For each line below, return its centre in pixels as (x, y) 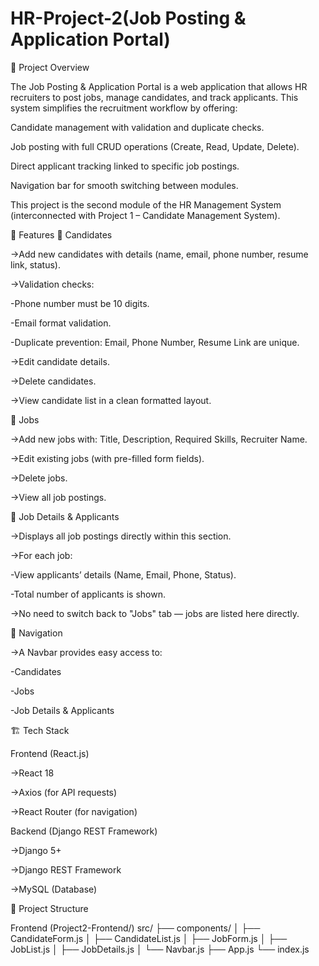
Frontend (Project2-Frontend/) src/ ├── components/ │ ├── (135, 928)
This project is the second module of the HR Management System (146, 204)
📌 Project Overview (50, 67)
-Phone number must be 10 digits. (80, 303)
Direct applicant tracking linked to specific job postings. (125, 166)
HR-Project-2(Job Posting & (128, 18)
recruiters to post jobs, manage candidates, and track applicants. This (154, 97)
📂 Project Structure (49, 908)
